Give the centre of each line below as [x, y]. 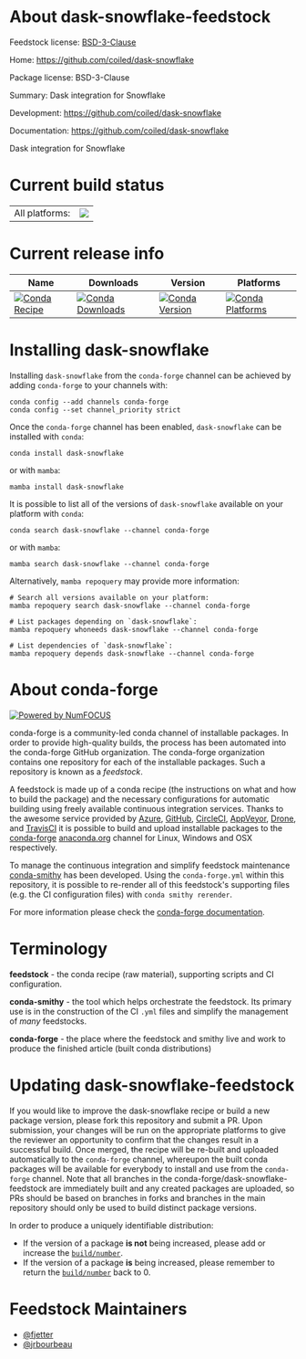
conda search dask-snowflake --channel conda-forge [109, 530]
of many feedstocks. [48, 1021]
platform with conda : [47, 513]
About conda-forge [84, 689]
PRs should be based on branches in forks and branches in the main [138, 1197]
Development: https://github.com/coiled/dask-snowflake [115, 112]
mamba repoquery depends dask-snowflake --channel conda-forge [132, 653]
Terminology [58, 948]
